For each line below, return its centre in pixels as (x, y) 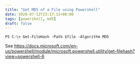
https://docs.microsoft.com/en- (46, 46)
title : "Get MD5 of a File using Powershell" (52, 10)
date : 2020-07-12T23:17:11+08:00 (39, 14)
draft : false (18, 23)
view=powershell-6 (25, 57)
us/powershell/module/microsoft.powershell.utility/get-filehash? (70, 51)
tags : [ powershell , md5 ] (31, 19)
